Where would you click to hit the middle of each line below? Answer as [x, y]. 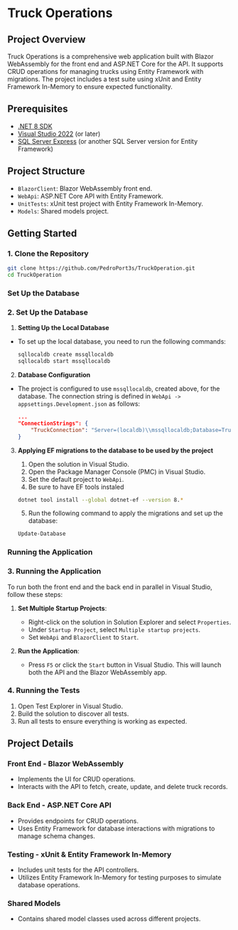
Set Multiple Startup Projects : [62, 608]
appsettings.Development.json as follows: [79, 404]
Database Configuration [54, 375]
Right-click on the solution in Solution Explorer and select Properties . [130, 622]
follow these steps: [35, 594]
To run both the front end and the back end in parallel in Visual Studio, [110, 587]
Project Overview [47, 39]
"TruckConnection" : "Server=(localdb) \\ [91, 430]
